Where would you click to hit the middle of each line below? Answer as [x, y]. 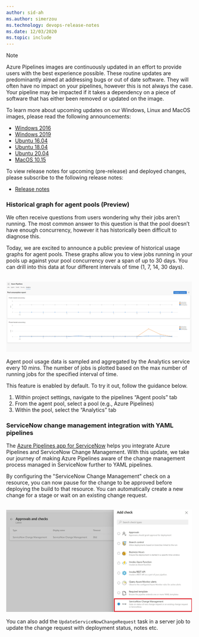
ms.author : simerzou [32, 19]
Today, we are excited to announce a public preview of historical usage [93, 248]
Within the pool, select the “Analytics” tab [66, 410]
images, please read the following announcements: [69, 117]
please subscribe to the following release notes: [65, 178]
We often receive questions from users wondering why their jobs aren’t [93, 217]
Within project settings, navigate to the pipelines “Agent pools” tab [96, 397]
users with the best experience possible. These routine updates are [89, 73]
